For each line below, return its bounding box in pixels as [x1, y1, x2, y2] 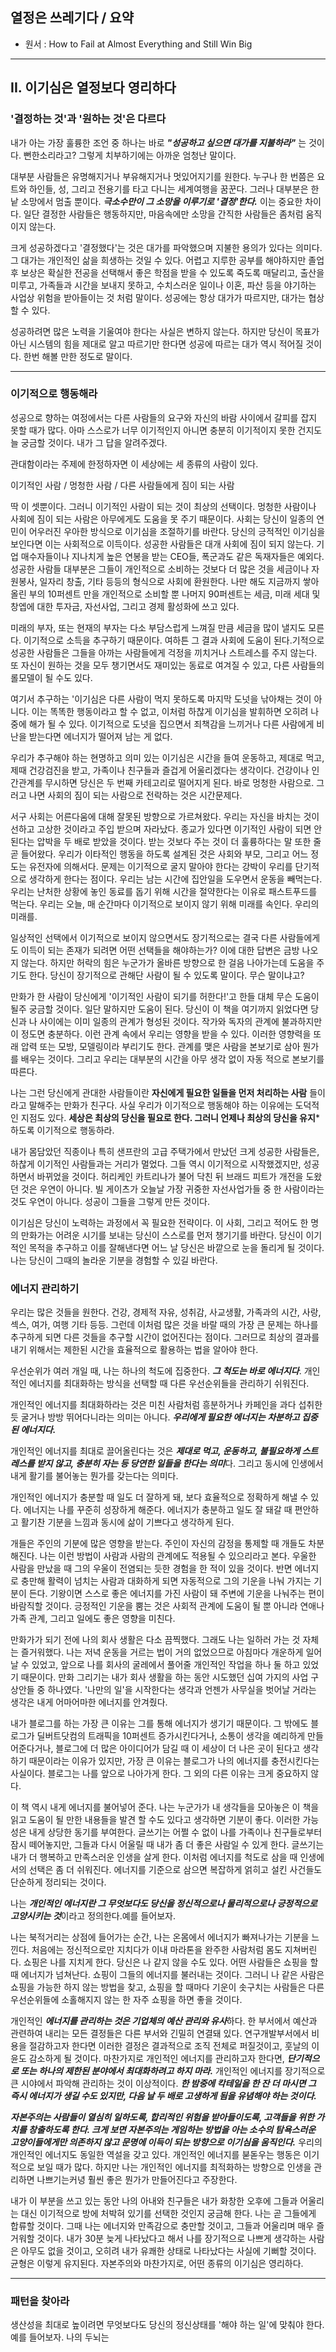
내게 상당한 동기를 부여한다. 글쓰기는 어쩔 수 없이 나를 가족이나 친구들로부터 [28, 1826, 323, 1838]
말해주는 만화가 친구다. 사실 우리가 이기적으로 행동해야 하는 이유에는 [28, 1099, 293, 1111]
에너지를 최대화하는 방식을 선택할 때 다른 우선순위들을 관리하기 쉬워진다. [28, 1378, 310, 1390]
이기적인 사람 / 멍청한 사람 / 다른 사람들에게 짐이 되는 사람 [10, 479, 235, 491]
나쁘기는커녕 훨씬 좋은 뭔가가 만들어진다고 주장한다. [36, 2174, 238, 2186]
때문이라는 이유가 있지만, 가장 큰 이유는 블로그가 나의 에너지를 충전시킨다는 [28, 1755, 320, 1767]
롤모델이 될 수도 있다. [10, 671, 93, 683]
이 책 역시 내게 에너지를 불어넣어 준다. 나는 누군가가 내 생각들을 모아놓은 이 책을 [10, 1801, 320, 1813]
